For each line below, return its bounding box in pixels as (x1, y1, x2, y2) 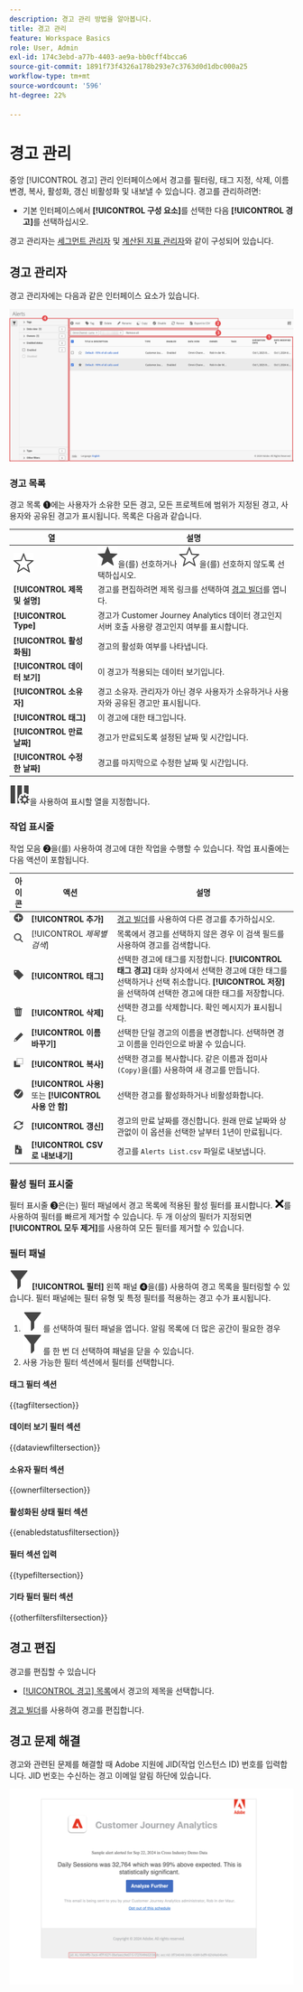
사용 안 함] (31, 1100, 69, 1111)
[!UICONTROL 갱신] (31, 1121, 105, 1132)
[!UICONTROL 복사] (31, 1058, 105, 1070)
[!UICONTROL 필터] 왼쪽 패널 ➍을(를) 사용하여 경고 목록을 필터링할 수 (31, 1281, 281, 1292)
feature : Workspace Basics (9, 33, 111, 42)
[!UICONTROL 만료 (13, 725, 83, 736)
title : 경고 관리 (9, 23, 68, 33)
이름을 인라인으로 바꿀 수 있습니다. (125, 1039, 246, 1050)
